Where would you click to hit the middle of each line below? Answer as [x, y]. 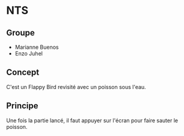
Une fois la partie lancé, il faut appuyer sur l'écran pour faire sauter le [92, 120]
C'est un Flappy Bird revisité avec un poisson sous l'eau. [76, 87]
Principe [22, 106]
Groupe [20, 33]
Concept [23, 73]
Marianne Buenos [37, 47]
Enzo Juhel [29, 54]
